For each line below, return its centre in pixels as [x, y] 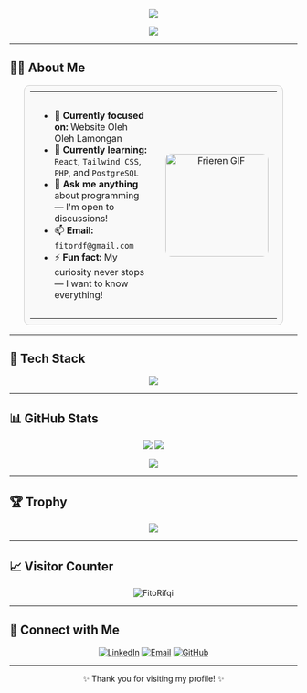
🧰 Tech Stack [48, 359]
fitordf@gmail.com [94, 245]
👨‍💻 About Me [48, 68]
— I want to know [91, 283]
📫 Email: [74, 230]
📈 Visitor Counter [62, 566]
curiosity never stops [99, 272]
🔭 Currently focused [99, 115]
